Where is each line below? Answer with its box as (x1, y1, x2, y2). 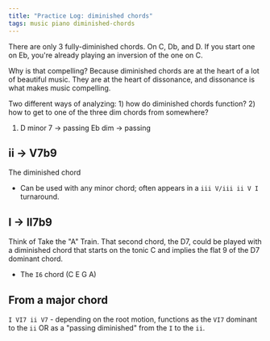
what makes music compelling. (8, 82, 111, 93)
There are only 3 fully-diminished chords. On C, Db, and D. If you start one (8, 41, 255, 51)
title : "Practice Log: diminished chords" (8, 11, 153, 20)
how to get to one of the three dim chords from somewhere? (8, 107, 209, 117)
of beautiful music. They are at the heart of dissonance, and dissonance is (8, 74, 255, 84)
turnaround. (19, 192, 60, 202)
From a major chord (8, 293, 109, 307)
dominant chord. (8, 254, 63, 263)
